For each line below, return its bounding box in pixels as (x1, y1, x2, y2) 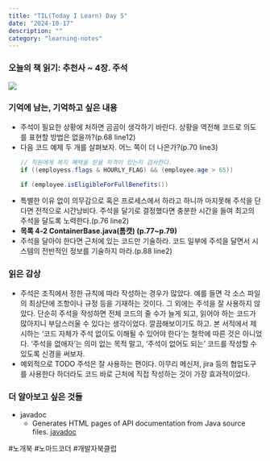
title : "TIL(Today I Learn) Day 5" (8, 11, 128, 20)
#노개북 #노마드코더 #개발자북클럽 (8, 444, 117, 454)
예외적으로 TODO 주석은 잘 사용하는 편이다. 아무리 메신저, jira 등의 (19, 359, 229, 368)
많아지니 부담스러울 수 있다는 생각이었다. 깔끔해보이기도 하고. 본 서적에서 (19, 318, 248, 328)
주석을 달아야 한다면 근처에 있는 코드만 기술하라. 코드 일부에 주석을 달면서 (19, 236, 251, 246)
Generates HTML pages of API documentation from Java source (31, 418, 246, 428)
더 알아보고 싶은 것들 (8, 391, 83, 402)
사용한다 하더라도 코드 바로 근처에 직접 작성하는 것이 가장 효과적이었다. (28, 368, 251, 379)
